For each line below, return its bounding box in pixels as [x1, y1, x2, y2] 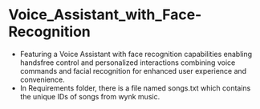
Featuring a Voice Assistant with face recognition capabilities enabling [19, 49, 253, 59]
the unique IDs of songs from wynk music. [19, 91, 160, 101]
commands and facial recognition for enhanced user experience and [19, 66, 247, 75]
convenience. [19, 75, 66, 84]
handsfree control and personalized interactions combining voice [19, 58, 236, 67]
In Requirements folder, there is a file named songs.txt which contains [19, 83, 251, 93]
